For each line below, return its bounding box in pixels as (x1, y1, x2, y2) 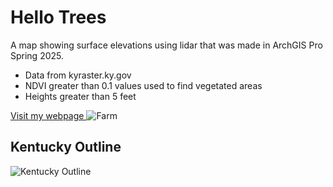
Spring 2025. (10, 49, 65, 61)
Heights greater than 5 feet (24, 90, 137, 102)
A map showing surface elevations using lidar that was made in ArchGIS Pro (10, 39, 323, 51)
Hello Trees (10, 6, 107, 29)
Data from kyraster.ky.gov (24, 69, 132, 81)
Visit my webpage (10, 109, 85, 121)
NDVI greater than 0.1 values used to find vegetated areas (24, 79, 263, 91)
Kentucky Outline (10, 139, 122, 156)
